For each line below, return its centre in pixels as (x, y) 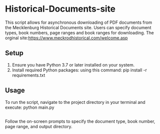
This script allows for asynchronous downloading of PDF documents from (79, 22)
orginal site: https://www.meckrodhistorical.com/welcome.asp (66, 38)
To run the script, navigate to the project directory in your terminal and (75, 102)
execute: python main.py (30, 107)
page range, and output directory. (39, 126)
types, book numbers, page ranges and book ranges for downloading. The (80, 33)
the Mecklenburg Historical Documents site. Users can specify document (78, 27)
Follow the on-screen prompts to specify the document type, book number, (80, 121)
